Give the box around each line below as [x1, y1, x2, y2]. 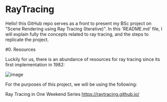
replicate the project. [5, 37, 49, 43]
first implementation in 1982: [5, 61, 65, 67]
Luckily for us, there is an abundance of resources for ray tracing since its [5, 56, 160, 62]
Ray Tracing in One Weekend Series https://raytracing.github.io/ [5, 91, 140, 97]
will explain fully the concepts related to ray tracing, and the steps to [5, 31, 149, 37]
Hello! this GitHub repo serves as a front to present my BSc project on [5, 20, 152, 26]
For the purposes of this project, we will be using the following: [5, 81, 137, 87]
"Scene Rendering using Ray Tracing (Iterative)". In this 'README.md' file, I [5, 25, 163, 31]
